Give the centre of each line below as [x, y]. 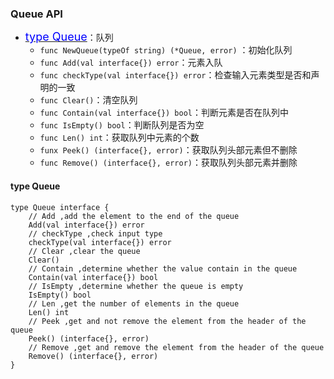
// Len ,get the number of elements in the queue [134, 303]
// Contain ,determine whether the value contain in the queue [163, 268]
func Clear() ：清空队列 [88, 100]
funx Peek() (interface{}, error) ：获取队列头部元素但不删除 [168, 150]
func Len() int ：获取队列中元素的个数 [119, 138]
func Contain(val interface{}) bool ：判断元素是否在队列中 [164, 113]
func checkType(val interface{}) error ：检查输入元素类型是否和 [175, 75]
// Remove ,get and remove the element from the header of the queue [176, 347]
